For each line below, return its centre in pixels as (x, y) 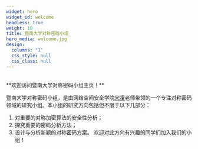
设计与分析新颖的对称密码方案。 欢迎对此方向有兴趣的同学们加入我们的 (100, 132)
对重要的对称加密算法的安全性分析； (59, 117)
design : (16, 45)
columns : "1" (27, 50)
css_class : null (31, 61)
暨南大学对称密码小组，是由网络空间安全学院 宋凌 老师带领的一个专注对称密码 (99, 98)
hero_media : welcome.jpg (37, 39)
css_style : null (31, 56)
